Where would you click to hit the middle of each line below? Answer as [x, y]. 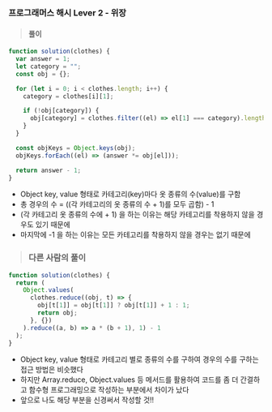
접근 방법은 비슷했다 [51, 370]
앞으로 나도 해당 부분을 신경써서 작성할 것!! [87, 400]
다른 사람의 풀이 [57, 258]
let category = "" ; [49, 67]
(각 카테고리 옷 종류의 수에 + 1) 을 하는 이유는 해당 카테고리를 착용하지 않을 [137, 215]
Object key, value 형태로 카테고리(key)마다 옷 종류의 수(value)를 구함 [130, 194]
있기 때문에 [53, 225]
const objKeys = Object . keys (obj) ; [76, 148]
